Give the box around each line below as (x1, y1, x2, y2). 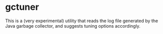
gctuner (5, 1, 39, 13)
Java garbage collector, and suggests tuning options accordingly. (5, 23, 140, 29)
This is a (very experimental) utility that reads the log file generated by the (5, 18, 158, 24)
